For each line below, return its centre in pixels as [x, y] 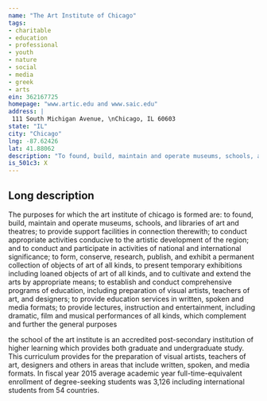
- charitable [30, 30]
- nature [23, 60]
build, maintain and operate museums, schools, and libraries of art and [124, 222]
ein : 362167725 [33, 97]
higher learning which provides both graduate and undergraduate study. [126, 348]
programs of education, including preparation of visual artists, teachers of [129, 290]
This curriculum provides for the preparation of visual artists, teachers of [127, 356]
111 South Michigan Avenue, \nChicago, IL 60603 [94, 119]
